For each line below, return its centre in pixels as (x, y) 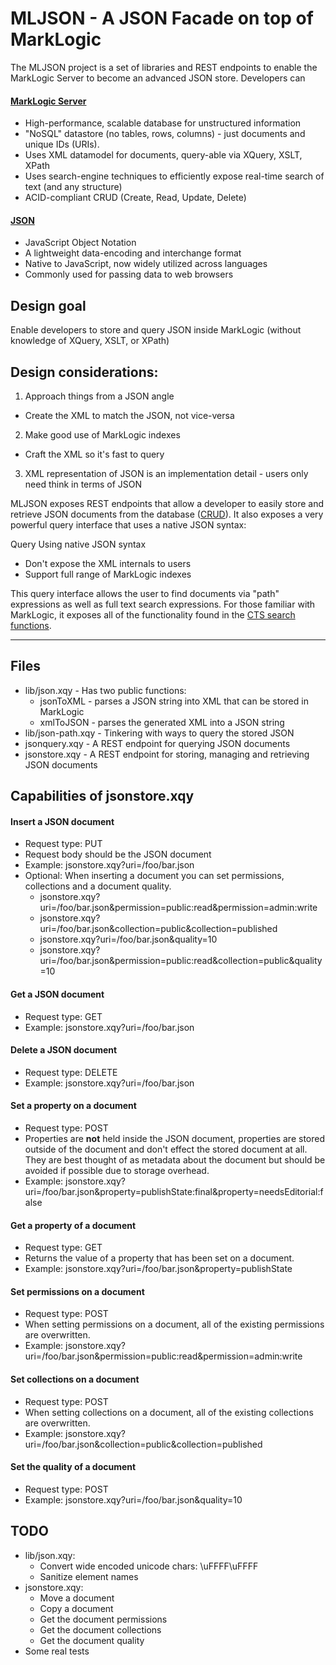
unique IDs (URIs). (62, 144)
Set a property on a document (73, 1106)
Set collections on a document (75, 1379)
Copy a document (76, 1608)
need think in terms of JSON (83, 484)
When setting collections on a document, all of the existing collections (169, 1412)
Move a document (77, 1598)
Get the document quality (92, 1640)
